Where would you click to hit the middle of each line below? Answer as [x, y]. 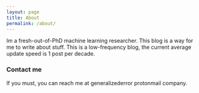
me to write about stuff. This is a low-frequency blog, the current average [99, 47]
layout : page [23, 12]
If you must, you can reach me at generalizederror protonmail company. [97, 83]
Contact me [24, 70]
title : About [23, 18]
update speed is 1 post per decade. [51, 54]
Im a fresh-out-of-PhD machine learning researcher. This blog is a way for [100, 41]
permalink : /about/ [31, 23]
